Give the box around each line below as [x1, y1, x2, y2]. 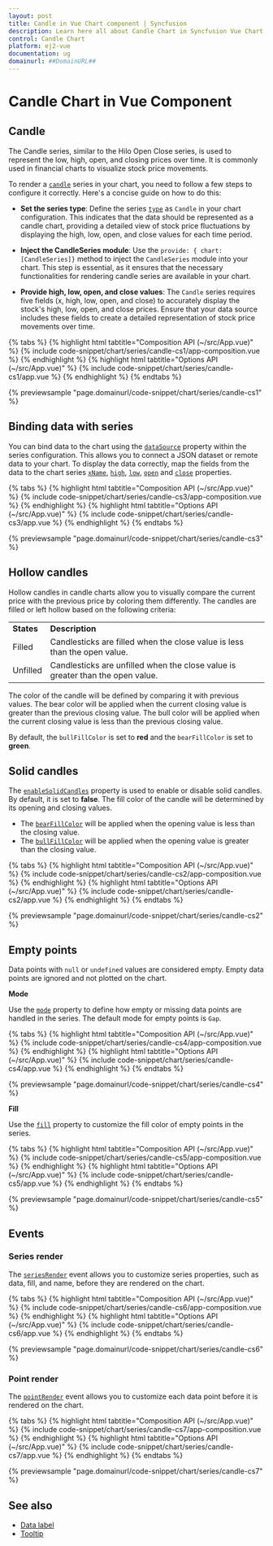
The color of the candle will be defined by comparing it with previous [8, 690, 240, 700]
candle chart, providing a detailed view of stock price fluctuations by [19, 220, 250, 230]
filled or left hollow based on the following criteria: [8, 604, 176, 614]
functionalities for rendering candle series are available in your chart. [19, 271, 251, 281]
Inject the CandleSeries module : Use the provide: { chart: [19, 245, 223, 255]
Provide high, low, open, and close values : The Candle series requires [19, 286, 256, 297]
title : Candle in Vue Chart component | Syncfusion [8, 20, 187, 28]
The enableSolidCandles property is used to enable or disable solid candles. [8, 786, 262, 795]
